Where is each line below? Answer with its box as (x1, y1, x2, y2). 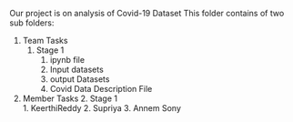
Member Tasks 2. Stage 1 (22, 93, 118, 104)
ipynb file (49, 55, 85, 65)
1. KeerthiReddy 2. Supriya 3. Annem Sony (22, 103, 182, 113)
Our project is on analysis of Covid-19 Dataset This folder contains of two (9, 8, 285, 18)
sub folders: (9, 17, 55, 28)
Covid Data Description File (49, 84, 153, 94)
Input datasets (49, 64, 105, 75)
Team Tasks (22, 36, 68, 46)
